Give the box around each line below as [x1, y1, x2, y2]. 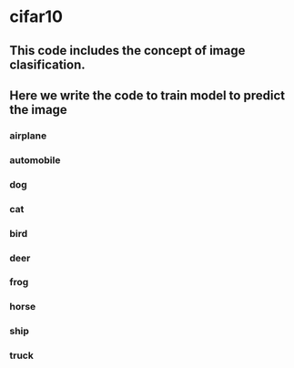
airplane [9, 129, 47, 142]
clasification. [9, 56, 86, 72]
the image [9, 102, 68, 118]
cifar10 [9, 6, 64, 27]
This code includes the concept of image [9, 43, 246, 58]
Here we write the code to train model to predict [9, 87, 285, 103]
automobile [9, 153, 61, 166]
